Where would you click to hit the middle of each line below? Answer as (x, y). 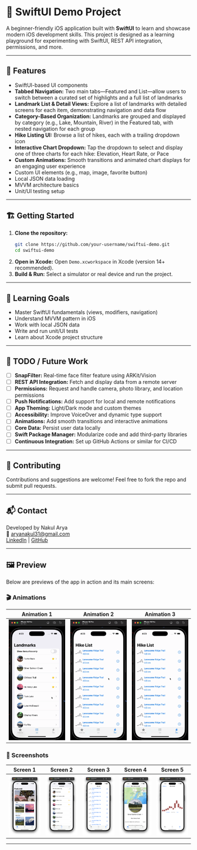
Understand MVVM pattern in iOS (55, 319)
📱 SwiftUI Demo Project (64, 12)
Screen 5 (172, 770)
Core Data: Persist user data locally (57, 428)
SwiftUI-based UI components (51, 85)
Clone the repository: (41, 233)
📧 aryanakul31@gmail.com (38, 534)
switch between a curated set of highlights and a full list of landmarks (98, 97)
